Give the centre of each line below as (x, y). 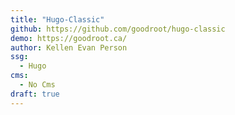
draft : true (35, 94)
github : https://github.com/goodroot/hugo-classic (118, 29)
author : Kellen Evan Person (69, 47)
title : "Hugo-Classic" (57, 19)
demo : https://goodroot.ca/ (69, 38)
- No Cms (37, 85)
